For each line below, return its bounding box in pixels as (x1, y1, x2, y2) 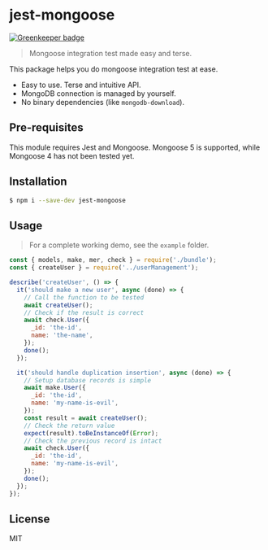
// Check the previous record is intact (24, 437, 162, 445)
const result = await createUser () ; (24, 413, 149, 422)
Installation (9, 175, 67, 189)
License (9, 512, 50, 526)
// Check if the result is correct (24, 308, 145, 316)
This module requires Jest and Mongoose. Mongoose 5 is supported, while (9, 142, 261, 152)
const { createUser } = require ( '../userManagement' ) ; (9, 264, 199, 272)
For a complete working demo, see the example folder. (28, 240, 210, 250)
